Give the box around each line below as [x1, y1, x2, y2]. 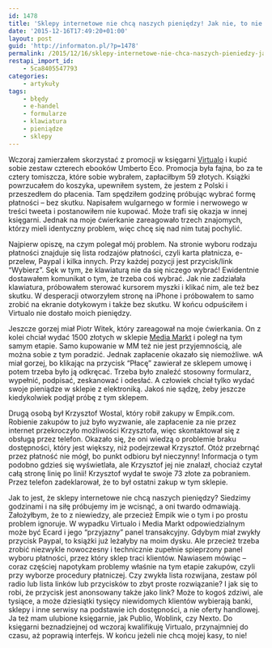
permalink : [8, 49, 45, 58]
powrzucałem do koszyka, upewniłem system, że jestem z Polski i [8, 180, 228, 190]
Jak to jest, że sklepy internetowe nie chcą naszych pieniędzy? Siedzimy [8, 492, 251, 502]
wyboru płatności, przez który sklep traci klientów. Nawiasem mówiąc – [8, 552, 247, 563]
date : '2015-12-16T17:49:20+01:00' [8, 27, 129, 35]
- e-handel [23, 102, 60, 110]
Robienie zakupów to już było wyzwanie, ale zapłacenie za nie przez [8, 416, 237, 426]
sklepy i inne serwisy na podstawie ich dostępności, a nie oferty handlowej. [8, 604, 261, 614]
